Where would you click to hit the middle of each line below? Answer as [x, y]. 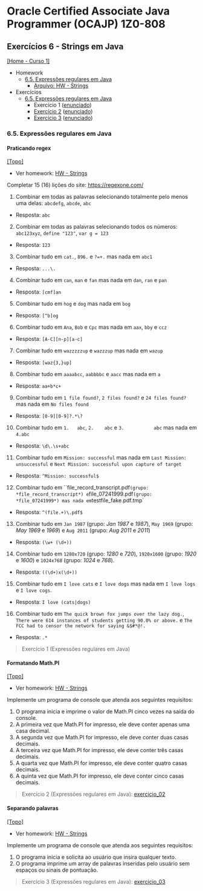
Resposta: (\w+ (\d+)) [43, 542]
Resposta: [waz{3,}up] [43, 363]
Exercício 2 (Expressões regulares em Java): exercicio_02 [93, 794]
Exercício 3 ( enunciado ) [63, 118]
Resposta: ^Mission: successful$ [57, 476]
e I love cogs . [34, 590]
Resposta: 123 [33, 245]
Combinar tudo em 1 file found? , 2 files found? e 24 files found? [101, 398]
